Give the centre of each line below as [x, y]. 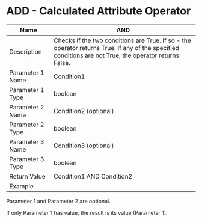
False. [62, 63]
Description [26, 51]
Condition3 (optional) [84, 146]
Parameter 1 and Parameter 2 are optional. [58, 201]
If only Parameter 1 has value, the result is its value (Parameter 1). [87, 212]
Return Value [27, 176]
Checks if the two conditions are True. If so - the [122, 40]
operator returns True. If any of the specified [116, 48]
